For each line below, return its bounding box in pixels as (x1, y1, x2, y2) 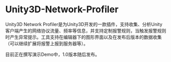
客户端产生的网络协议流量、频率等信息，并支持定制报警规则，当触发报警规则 (5, 27, 166, 34)
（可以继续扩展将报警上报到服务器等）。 (5, 40, 88, 47)
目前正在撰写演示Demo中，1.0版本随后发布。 (5, 51, 100, 57)
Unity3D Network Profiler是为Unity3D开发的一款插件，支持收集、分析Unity (5, 21, 162, 27)
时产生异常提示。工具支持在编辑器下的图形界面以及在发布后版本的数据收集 (5, 34, 162, 40)
